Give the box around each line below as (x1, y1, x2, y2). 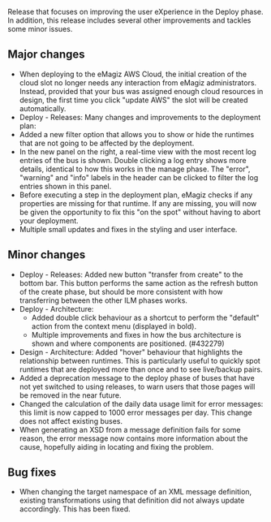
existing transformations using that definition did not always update (19, 495, 245, 506)
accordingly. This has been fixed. (19, 504, 131, 514)
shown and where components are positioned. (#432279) (31, 339, 225, 348)
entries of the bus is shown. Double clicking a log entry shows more (19, 155, 247, 165)
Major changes (7, 48, 86, 62)
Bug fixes (7, 466, 57, 480)
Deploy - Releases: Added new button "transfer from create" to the (19, 270, 243, 279)
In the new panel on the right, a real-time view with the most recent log (19, 146, 256, 157)
